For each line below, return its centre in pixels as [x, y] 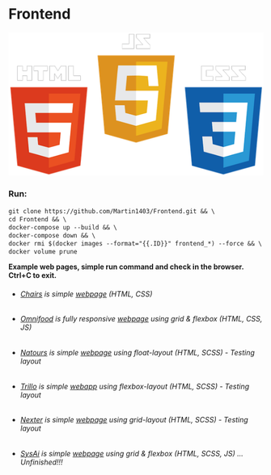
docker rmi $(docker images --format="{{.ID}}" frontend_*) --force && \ [135, 244]
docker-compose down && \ [52, 236]
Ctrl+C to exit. [33, 275]
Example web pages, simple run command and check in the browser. [126, 267]
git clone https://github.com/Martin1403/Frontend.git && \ [112, 212]
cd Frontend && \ [38, 220]
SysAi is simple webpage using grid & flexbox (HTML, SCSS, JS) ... [132, 453]
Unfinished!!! [41, 462]
